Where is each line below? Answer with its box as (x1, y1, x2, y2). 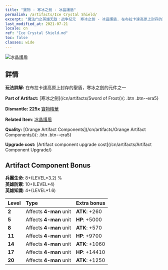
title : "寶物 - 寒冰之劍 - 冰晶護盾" (5, 7, 76, 12)
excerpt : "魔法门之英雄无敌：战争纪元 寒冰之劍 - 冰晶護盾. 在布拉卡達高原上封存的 (5, 16, 162, 21)
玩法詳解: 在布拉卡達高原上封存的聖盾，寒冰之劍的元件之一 (5, 84, 126, 90)
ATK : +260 (75, 208, 102, 215)
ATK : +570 (75, 224, 102, 231)
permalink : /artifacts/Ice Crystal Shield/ (5, 12, 97, 17)
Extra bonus (75, 199, 106, 206)
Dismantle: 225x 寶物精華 (5, 105, 59, 111)
